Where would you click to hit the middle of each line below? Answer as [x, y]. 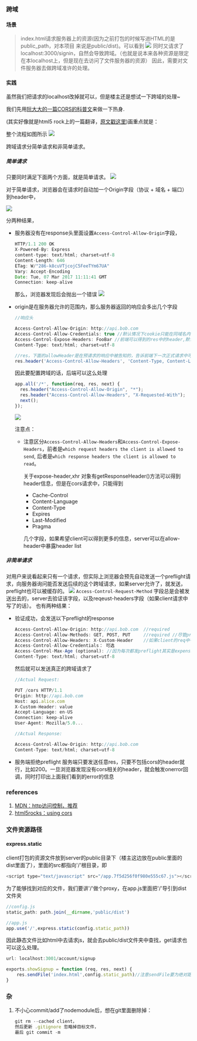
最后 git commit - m [37, 1032]
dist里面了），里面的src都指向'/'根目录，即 [57, 865]
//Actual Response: [38, 734]
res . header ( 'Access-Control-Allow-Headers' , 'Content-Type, [89, 361]
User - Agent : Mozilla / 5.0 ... [49, 723]
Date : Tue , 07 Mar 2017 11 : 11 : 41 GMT [61, 277]
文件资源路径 [24, 829]
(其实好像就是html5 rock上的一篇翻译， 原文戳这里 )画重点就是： [83, 122]
